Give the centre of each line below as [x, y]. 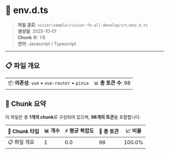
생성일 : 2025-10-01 [37, 31]
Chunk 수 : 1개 [31, 37]
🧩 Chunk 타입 [23, 131]
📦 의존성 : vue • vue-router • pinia [48, 83]
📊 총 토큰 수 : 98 [112, 83]
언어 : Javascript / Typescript [47, 44]
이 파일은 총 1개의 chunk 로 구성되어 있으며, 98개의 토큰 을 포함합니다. [73, 117]
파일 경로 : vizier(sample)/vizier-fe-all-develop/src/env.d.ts [83, 25]
